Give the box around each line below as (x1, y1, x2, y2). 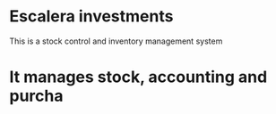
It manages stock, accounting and (9, 67, 268, 87)
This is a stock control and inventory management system (9, 36, 223, 46)
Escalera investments (9, 6, 174, 27)
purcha (9, 86, 64, 106)
